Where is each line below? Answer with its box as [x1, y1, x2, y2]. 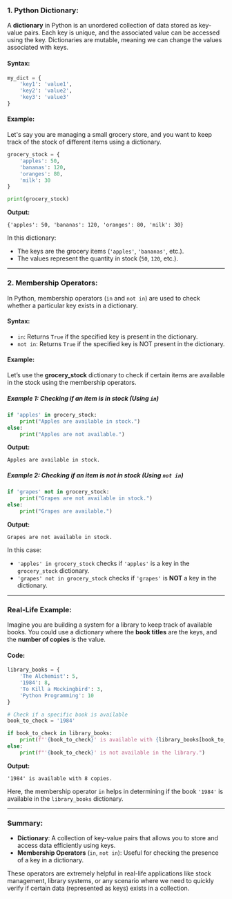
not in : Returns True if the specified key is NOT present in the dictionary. [17, 339, 225, 348]
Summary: [7, 818, 43, 828]
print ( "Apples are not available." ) [19, 430, 126, 437]
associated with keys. [7, 44, 69, 52]
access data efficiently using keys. [17, 842, 116, 850]
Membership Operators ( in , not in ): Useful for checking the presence [17, 849, 219, 857]
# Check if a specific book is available [7, 711, 128, 718]
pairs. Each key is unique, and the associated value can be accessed [23, 28, 220, 37]
